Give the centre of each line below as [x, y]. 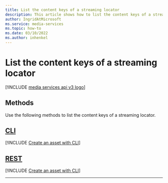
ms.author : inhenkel [27, 38]
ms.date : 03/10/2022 [27, 33]
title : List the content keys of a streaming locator [62, 10]
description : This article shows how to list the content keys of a [78, 15]
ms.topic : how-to [23, 29]
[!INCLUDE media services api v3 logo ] [45, 87]
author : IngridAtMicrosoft [33, 19]
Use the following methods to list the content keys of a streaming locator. [80, 115]
